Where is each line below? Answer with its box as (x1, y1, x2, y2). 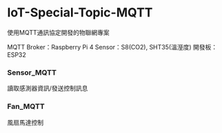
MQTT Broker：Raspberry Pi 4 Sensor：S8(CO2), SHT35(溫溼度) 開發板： (7, 43, 218, 51)
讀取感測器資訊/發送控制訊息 (7, 84, 88, 93)
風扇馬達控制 (7, 118, 43, 126)
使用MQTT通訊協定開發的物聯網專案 (7, 28, 110, 36)
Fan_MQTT (7, 101, 45, 111)
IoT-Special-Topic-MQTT (7, 5, 153, 21)
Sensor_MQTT (7, 67, 57, 77)
